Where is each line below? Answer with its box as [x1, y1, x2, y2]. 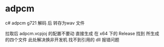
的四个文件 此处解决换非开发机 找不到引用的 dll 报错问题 [5, 37, 120, 43]
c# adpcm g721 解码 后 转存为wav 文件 [5, 20, 85, 26]
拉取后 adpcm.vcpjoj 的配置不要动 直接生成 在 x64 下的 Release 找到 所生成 [5, 30, 160, 36]
